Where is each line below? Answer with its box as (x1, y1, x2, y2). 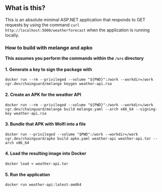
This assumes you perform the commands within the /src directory (5, 55, 144, 61)
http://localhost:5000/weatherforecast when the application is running (5, 27, 150, 33)
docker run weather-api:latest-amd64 (5, 182, 82, 187)
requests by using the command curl (5, 22, 80, 28)
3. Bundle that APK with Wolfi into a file (5, 121, 86, 127)
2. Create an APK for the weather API (5, 92, 81, 97)
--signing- (135, 107, 158, 112)
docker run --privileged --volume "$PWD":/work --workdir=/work (5, 132, 138, 137)
